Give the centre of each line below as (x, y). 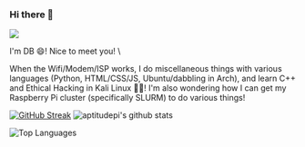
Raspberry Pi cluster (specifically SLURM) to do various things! (127, 98)
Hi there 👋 (32, 15)
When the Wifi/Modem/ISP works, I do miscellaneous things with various (146, 69)
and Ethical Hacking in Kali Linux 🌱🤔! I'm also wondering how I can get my (148, 88)
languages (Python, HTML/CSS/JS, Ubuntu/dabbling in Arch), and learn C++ (152, 78)
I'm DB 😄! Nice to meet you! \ (65, 51)
